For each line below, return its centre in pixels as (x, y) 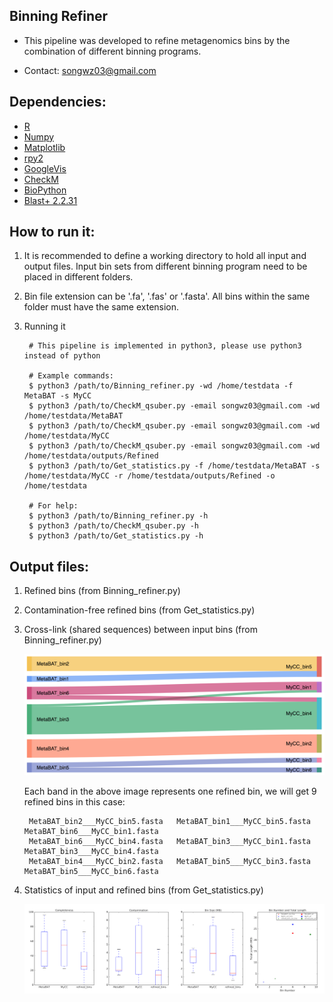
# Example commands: (71, 376)
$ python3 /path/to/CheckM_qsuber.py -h (114, 526)
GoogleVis (45, 168)
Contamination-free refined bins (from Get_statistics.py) (139, 610)
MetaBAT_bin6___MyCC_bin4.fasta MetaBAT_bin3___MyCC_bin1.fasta (169, 841)
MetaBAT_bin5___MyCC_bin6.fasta (91, 871)
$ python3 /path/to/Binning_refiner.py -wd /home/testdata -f (161, 386)
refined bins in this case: (74, 801)
